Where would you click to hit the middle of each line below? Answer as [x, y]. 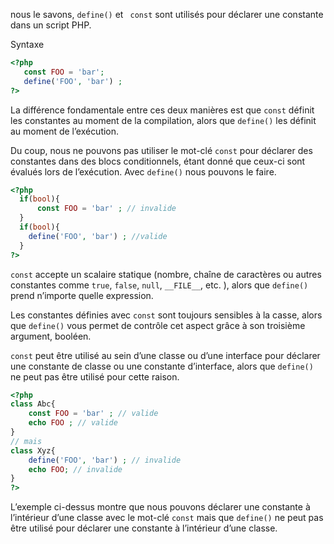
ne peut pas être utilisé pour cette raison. [95, 376]
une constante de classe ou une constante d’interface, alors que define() [162, 366]
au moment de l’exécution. [65, 131]
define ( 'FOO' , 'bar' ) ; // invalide [105, 460]
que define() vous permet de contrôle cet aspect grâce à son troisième [158, 325]
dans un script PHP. [51, 25]
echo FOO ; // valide [73, 423]
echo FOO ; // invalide [75, 469]
